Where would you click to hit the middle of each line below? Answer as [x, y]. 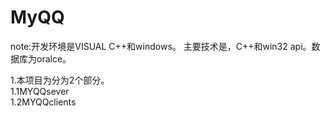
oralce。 [54, 58]
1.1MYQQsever [40, 91]
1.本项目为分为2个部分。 [60, 80]
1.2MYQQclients [43, 102]
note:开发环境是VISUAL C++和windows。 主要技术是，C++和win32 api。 [161, 46]
